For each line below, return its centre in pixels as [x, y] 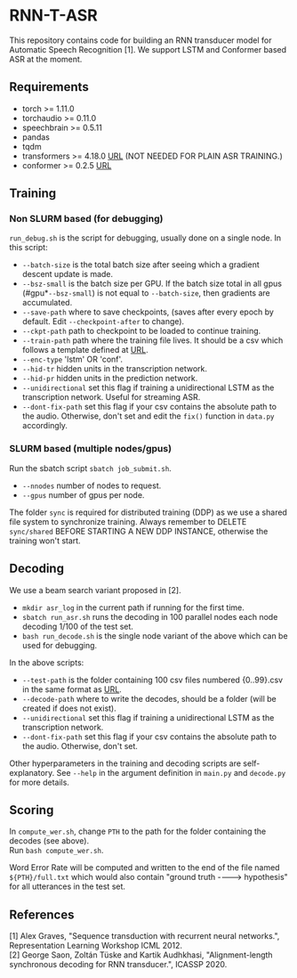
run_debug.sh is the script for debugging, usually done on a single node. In [145, 238]
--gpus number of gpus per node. [83, 494]
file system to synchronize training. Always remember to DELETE [128, 521]
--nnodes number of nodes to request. [92, 485]
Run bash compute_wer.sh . [56, 851]
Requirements [49, 87]
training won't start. [45, 541]
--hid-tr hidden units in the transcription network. [114, 369]
